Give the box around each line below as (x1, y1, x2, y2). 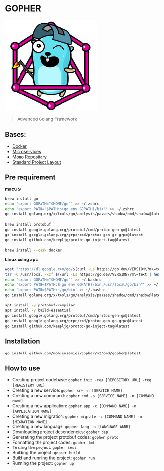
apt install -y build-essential (5, 308, 71, 313)
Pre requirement (5, 173, 56, 182)
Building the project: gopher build (12, 450, 81, 456)
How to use (5, 364, 40, 372)
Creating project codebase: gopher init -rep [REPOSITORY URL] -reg (12, 377, 152, 383)
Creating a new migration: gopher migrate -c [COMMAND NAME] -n (12, 413, 142, 419)
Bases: (5, 130, 27, 139)
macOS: (5, 186, 22, 192)
